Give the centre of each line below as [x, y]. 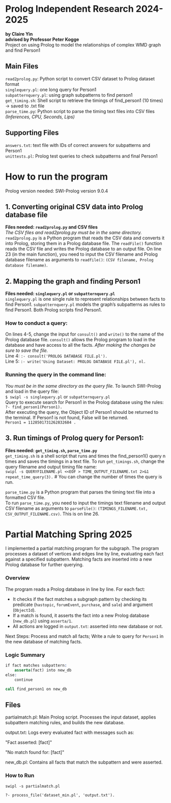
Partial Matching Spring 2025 [69, 534]
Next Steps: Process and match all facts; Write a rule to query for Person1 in [84, 636]
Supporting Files [32, 133]
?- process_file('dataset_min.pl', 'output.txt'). [60, 795]
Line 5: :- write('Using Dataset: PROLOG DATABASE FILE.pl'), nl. [76, 362]
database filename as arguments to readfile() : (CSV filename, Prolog [79, 260]
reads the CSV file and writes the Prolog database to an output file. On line [83, 249]
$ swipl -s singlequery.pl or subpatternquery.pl [58, 396]
